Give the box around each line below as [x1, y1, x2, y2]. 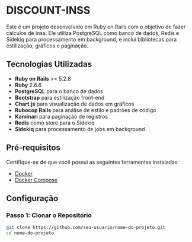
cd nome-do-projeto [6, 230, 55, 236]
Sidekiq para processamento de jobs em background [14, 125, 145, 132]
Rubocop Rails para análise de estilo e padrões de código [14, 106, 156, 113]
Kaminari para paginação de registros [14, 113, 108, 120]
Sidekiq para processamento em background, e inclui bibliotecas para [6, 36, 177, 43]
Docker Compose [14, 176, 58, 183]
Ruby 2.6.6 [14, 81, 42, 88]
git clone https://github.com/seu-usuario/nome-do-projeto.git [6, 225, 166, 231]
